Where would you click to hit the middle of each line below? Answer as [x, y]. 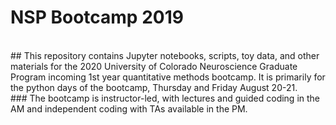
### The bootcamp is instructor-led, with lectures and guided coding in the [165, 98]
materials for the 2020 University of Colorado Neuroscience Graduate [154, 66]
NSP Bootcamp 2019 [97, 17]
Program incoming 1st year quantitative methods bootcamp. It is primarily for [168, 77]
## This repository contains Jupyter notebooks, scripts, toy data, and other [165, 55]
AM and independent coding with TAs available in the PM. [129, 108]
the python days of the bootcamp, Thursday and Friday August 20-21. [154, 87]
